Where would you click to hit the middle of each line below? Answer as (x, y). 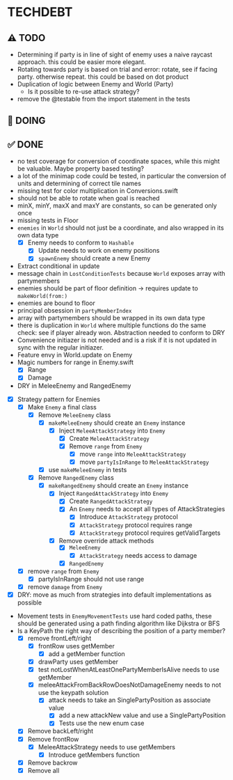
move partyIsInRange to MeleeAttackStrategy (144, 462)
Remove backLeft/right (61, 731)
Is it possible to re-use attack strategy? (83, 92)
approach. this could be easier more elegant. (81, 62)
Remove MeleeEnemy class (74, 414)
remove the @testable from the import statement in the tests (104, 99)
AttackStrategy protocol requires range (136, 525)
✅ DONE (25, 145)
